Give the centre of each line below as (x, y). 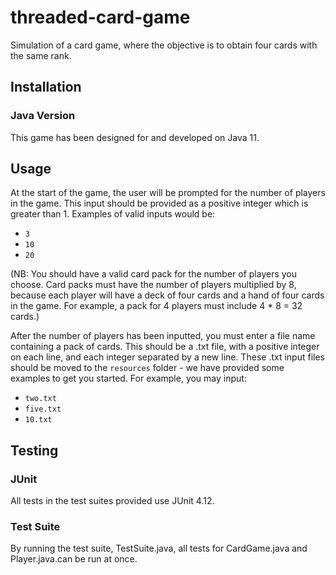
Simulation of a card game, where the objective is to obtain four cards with (164, 45)
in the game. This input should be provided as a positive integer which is (159, 203)
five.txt (43, 409)
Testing (34, 450)
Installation (46, 87)
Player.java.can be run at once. (74, 559)
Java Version (43, 116)
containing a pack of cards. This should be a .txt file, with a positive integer (165, 347)
